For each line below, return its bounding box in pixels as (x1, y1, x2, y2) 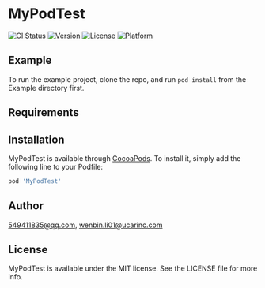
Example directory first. (8, 83, 85, 92)
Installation (8, 133, 65, 146)
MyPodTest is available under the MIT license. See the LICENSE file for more (8, 264, 258, 273)
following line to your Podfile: (8, 162, 104, 171)
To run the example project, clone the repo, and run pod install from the (8, 74, 247, 84)
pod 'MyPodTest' (8, 177, 62, 185)
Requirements (8, 106, 79, 119)
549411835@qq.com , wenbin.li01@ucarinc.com (8, 220, 163, 230)
